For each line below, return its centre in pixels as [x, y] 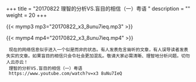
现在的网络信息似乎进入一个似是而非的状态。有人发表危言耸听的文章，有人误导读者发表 [98, 50]
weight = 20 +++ [26, 15]
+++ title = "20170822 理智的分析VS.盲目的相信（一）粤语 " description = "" [98, 8]
